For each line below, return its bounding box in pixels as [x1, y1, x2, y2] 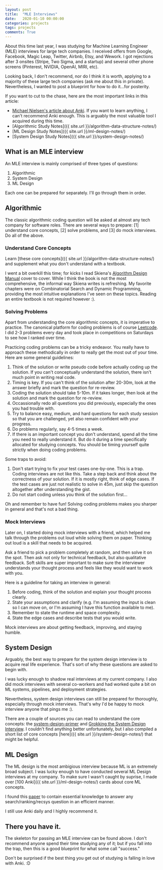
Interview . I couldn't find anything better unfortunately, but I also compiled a [5, 726, 157, 732]
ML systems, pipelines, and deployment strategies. [5, 686, 107, 692]
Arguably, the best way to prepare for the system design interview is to [5, 656, 147, 662]
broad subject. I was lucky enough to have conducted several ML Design [5, 769, 151, 775]
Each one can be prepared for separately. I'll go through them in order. [5, 189, 146, 195]
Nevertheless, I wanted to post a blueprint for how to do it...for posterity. [5, 84, 150, 89]
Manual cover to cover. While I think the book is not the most [5, 275, 127, 281]
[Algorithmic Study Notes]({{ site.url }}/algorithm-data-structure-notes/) [12, 123, 157, 129]
